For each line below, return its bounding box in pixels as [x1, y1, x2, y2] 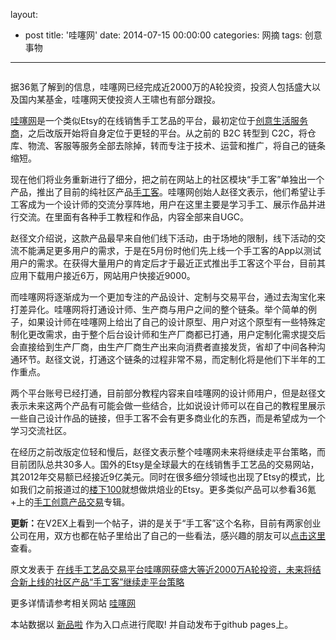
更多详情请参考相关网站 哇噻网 [10, 597, 136, 609]
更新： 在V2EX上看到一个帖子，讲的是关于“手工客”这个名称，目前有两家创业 [10, 517, 322, 529]
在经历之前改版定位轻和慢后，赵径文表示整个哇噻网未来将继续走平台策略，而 [10, 446, 326, 458]
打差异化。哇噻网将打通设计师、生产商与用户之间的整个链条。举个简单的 [10, 304, 308, 315]
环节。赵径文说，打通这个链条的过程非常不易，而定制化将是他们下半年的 [18, 354, 317, 365]
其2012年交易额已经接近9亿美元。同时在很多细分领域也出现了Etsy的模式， [10, 471, 317, 483]
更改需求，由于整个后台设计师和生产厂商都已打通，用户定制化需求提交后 [27, 329, 326, 340]
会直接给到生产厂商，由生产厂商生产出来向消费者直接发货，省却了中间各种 [10, 341, 317, 353]
